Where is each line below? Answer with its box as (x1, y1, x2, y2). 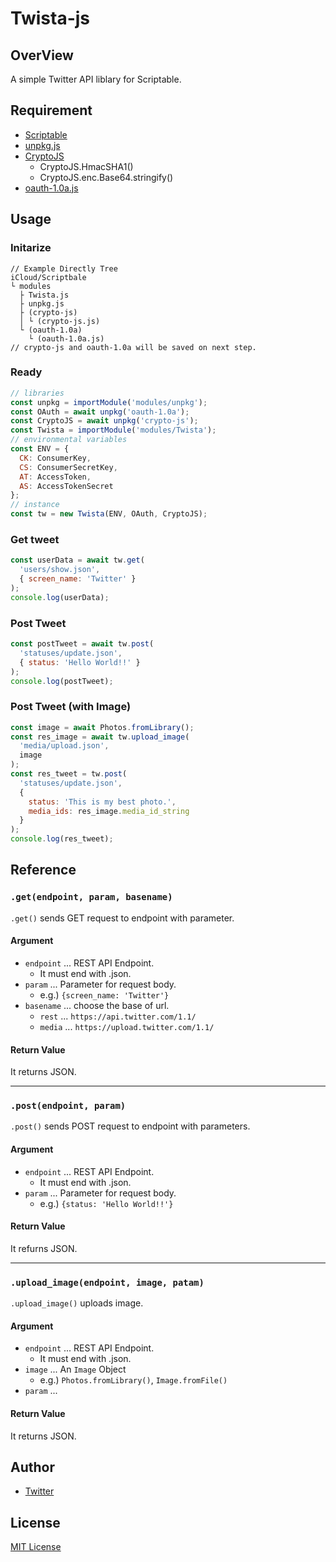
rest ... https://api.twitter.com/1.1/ (39, 1010, 197, 1022)
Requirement (10, 102, 93, 119)
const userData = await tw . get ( (10, 555, 145, 566)
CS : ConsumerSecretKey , (19, 462, 118, 472)
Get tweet (10, 532, 60, 546)
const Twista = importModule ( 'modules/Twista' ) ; (10, 425, 217, 436)
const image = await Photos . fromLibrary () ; (10, 722, 195, 732)
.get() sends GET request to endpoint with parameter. (10, 912, 235, 924)
